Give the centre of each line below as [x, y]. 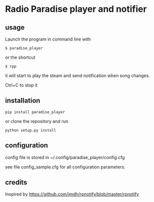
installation [23, 101]
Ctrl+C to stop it [21, 85]
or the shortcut [20, 57]
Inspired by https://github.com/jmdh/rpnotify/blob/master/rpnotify [72, 194]
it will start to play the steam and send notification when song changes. [77, 76]
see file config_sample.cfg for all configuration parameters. [65, 167]
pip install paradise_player [35, 112]
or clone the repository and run [37, 121]
